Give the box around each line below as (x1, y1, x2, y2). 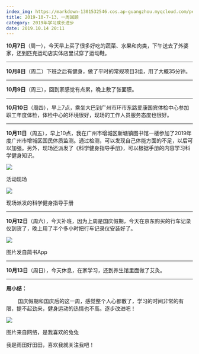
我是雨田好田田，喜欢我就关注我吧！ (6, 342, 95, 349)
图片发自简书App (6, 248, 47, 256)
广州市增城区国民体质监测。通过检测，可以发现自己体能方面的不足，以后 (11, 137, 188, 144)
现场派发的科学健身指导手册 (6, 199, 74, 206)
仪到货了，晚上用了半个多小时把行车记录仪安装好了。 (6, 225, 136, 232)
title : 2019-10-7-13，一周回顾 (6, 14, 79, 20)
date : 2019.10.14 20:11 (6, 25, 65, 31)
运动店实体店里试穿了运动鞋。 (37, 50, 110, 57)
